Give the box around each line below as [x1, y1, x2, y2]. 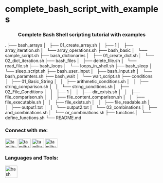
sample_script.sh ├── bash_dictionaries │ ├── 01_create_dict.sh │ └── [5, 53, 154, 59]
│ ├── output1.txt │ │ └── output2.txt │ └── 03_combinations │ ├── [5, 104, 157, 110]
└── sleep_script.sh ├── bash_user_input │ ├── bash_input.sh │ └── [5, 68, 152, 74]
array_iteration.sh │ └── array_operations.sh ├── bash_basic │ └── [5, 47, 147, 53]
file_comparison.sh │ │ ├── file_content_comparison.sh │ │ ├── [5, 94, 145, 100]
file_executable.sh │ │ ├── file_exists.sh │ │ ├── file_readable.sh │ [5, 99, 151, 105]
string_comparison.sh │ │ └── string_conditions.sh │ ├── [5, 84, 129, 90]
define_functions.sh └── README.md [5, 115, 82, 121]
